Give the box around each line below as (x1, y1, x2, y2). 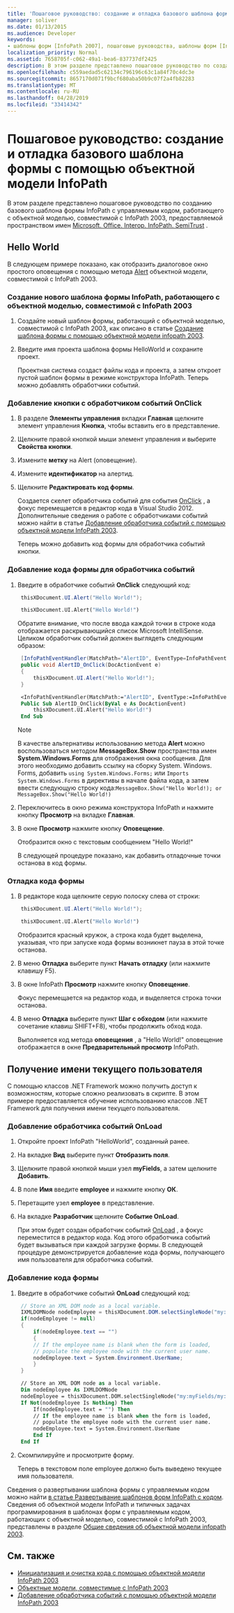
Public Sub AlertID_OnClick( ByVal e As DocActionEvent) (20, 700, 187, 707)
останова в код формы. (17, 859, 87, 867)
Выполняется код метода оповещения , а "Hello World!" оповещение (17, 1036, 224, 1044)
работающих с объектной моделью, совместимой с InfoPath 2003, (7, 1515, 208, 1523)
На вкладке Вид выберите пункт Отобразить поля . (17, 1151, 171, 1159)
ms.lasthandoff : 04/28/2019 (7, 95, 89, 102)
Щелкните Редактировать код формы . (17, 483, 134, 492)
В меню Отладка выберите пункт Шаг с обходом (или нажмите (17, 1015, 208, 1023)
